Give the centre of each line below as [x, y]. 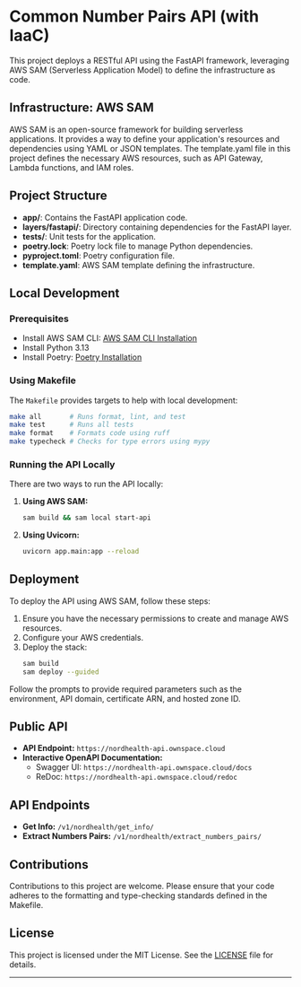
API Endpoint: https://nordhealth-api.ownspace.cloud [124, 748]
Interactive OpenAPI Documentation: [92, 758]
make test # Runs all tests [72, 425]
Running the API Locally [62, 464]
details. [23, 964]
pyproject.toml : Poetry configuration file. [99, 255]
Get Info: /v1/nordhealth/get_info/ [88, 826]
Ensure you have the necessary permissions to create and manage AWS [155, 618]
